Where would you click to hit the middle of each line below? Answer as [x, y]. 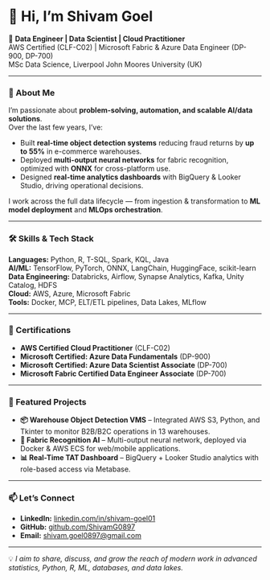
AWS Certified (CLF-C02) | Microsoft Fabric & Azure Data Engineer [119, 47]
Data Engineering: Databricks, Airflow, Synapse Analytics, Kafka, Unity [126, 276]
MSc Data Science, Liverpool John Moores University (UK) [105, 64]
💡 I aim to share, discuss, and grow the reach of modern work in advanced [133, 559]
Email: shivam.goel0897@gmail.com [81, 536]
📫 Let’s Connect [41, 498]
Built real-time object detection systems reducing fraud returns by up [137, 143]
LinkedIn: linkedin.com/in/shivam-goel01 [88, 519]
